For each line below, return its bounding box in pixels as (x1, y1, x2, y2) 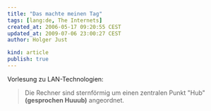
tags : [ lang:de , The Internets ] (7, 17, 102, 24)
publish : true (7, 55, 49, 63)
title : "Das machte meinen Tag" (7, 10, 102, 18)
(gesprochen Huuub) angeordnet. (24, 96, 125, 104)
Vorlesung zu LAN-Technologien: (7, 74, 104, 83)
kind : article (7, 49, 49, 56)
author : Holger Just (7, 37, 68, 44)
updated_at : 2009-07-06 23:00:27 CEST (7, 30, 121, 37)
